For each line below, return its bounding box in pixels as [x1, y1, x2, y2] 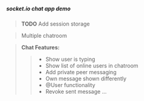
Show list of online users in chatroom [45, 61, 139, 69]
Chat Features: [21, 43, 60, 51]
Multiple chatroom [21, 32, 67, 39]
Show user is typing [45, 55, 95, 63]
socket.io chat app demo [6, 5, 71, 12]
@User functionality [45, 81, 95, 88]
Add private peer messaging [45, 68, 117, 75]
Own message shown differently [45, 75, 126, 82]
